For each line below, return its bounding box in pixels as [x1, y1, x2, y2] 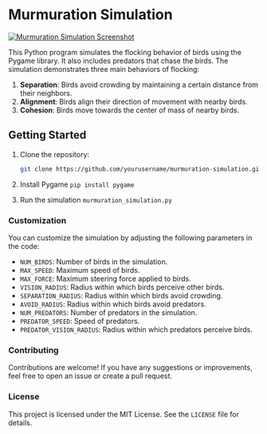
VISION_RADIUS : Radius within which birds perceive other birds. [19, 282, 225, 292]
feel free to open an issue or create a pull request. [8, 371, 173, 381]
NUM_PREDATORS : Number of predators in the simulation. [19, 307, 198, 317]
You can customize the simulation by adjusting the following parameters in [8, 233, 253, 243]
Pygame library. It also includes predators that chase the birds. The [8, 56, 229, 65]
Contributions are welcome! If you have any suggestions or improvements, [8, 363, 253, 373]
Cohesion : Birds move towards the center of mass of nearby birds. [19, 105, 240, 115]
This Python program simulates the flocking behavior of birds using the [8, 47, 241, 57]
